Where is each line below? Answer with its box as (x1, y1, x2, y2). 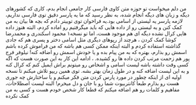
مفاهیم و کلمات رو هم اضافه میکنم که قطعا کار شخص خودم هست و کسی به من (5, 86, 180, 93)
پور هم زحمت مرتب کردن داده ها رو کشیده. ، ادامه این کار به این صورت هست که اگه (5, 55, 190, 62)
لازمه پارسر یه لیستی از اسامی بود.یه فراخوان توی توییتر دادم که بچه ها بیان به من (5, 18, 183, 24)
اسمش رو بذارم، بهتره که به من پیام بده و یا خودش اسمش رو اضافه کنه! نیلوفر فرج (5, 49, 187, 55)
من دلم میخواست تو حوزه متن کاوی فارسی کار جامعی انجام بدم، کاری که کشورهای (5, 5, 187, 12)
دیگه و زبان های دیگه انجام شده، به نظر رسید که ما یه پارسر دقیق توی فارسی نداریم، (5, 11, 190, 18)
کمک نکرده (5, 92, 30, 99)
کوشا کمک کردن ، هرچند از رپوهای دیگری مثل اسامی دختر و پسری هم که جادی (5, 36, 177, 43)
